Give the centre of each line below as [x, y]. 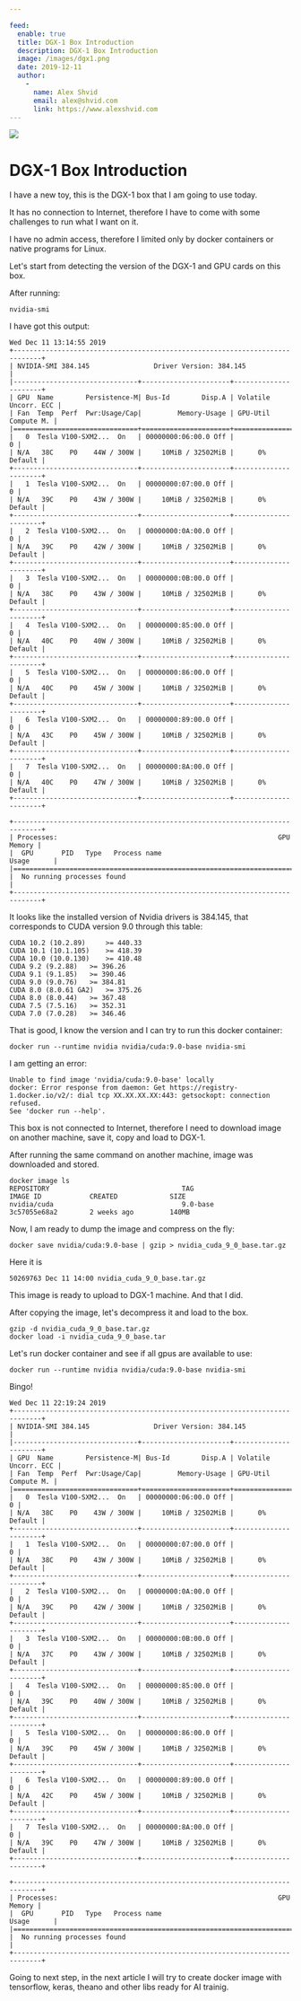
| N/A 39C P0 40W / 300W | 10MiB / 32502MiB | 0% [138, 1702]
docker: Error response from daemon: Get [88, 1088]
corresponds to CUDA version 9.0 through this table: [106, 926]
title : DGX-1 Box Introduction [76, 42]
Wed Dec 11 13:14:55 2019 [57, 343]
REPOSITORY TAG [102, 1189]
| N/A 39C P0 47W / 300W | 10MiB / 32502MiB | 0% [138, 1843]
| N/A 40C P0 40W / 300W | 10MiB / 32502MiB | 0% [138, 641]
